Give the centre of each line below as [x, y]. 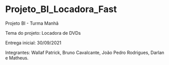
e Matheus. [17, 58]
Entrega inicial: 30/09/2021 [33, 43]
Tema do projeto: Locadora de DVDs [43, 33]
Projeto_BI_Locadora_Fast [61, 9]
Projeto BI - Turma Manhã [32, 23]
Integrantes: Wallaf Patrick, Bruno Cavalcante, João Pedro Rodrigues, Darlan [85, 52]
